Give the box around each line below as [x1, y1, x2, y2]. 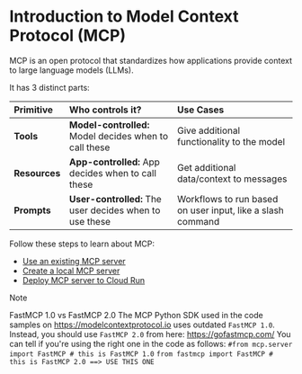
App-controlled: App [68, 156, 160, 168]
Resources [13, 166, 61, 179]
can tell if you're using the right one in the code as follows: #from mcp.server [9, 338, 293, 349]
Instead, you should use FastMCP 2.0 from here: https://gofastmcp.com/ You [9, 328, 291, 339]
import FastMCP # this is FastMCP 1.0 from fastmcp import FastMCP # [9, 349, 274, 359]
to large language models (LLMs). [9, 65, 134, 76]
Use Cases [176, 103, 225, 116]
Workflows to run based [176, 192, 279, 205]
